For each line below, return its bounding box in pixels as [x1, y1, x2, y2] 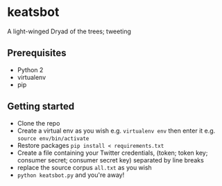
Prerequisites [7, 47, 67, 59]
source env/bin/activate [17, 135, 89, 142]
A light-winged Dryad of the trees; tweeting [7, 27, 132, 35]
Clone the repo [17, 119, 60, 127]
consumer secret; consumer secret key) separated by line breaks [17, 155, 205, 164]
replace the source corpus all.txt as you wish [17, 163, 153, 171]
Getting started [7, 101, 75, 112]
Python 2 [17, 65, 44, 74]
